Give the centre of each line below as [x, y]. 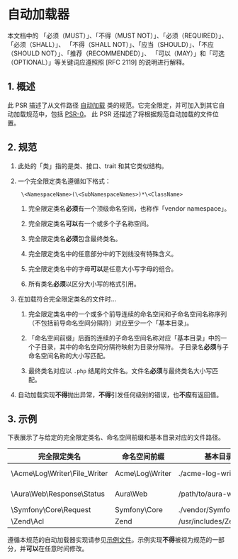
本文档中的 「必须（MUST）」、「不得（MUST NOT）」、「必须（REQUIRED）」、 [118, 35]
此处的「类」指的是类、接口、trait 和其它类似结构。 [92, 166]
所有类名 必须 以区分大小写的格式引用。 [84, 284]
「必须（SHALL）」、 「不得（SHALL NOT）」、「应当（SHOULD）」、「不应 [111, 44]
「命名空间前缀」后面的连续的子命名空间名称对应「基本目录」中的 [124, 338]
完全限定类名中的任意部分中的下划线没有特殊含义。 [103, 253]
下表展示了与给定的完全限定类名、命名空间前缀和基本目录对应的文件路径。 [116, 438]
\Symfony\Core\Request [51, 510]
